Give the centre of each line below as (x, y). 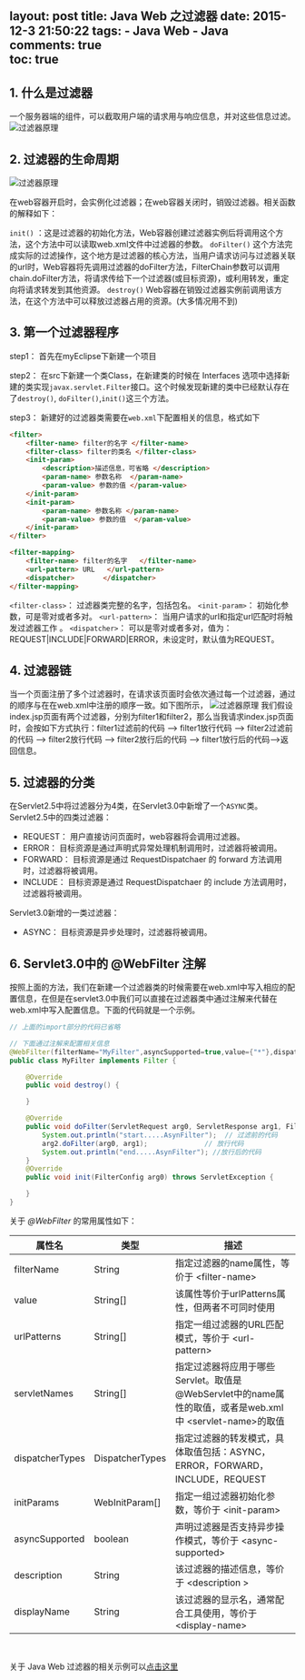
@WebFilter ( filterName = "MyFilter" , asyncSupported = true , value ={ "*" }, (142, 1052)
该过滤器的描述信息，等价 (229, 1569)
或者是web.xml (252, 1407)
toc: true (34, 60)
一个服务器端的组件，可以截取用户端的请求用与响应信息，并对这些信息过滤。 (152, 116)
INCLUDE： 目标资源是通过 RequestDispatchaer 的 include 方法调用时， (157, 882)
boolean (111, 1538)
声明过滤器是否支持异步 (225, 1526)
